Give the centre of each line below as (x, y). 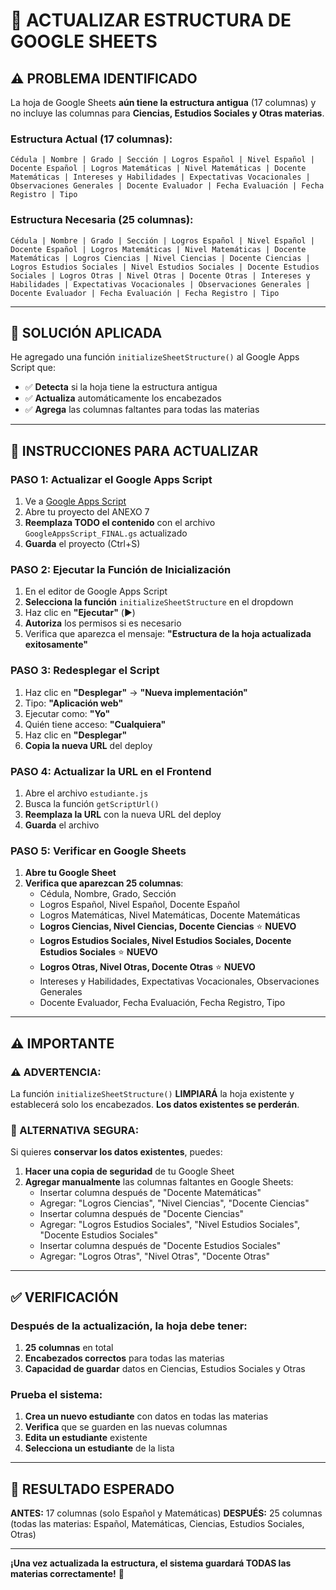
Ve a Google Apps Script (75, 501)
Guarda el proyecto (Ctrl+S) (82, 544)
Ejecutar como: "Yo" (67, 713)
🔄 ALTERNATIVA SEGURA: (75, 1130)
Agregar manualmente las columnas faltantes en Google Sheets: (159, 1182)
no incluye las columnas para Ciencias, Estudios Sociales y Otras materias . (167, 113)
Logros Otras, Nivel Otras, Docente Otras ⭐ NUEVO (147, 967)
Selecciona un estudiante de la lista (99, 1448)
